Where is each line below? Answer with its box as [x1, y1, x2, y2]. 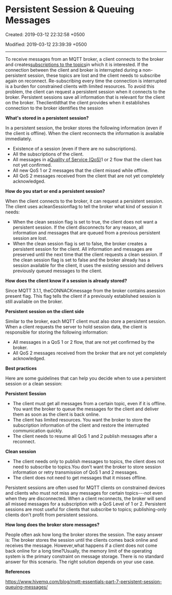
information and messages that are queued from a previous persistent [12, 229, 160, 236]
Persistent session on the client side [5, 308, 84, 314]
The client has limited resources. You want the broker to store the [12, 416, 151, 423]
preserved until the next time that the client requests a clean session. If [12, 251, 163, 257]
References [5, 568, 31, 575]
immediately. [5, 136, 32, 142]
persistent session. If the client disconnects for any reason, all [12, 224, 144, 230]
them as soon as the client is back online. [12, 411, 100, 417]
